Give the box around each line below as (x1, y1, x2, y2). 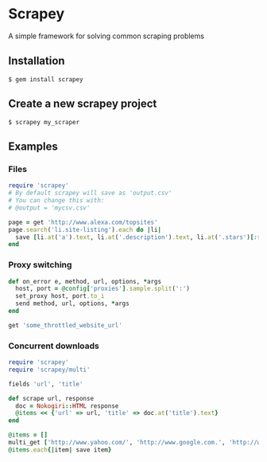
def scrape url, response (8, 394, 94, 402)
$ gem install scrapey (8, 75, 83, 84)
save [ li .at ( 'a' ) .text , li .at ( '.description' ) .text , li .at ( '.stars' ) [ (15, 233, 254, 241)
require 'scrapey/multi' (8, 366, 91, 374)
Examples (8, 139, 58, 153)
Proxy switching (8, 260, 72, 271)
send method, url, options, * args (15, 300, 130, 307)
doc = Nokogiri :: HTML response (15, 401, 119, 410)
